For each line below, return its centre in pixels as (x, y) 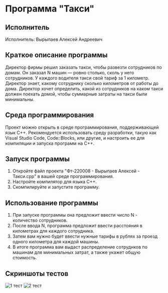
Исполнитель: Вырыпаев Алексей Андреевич (54, 39)
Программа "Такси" (50, 9)
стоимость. (25, 258)
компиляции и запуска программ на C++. (50, 143)
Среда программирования (50, 115)
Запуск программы (38, 159)
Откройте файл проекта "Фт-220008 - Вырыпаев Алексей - (76, 171)
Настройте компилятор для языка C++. (54, 182)
